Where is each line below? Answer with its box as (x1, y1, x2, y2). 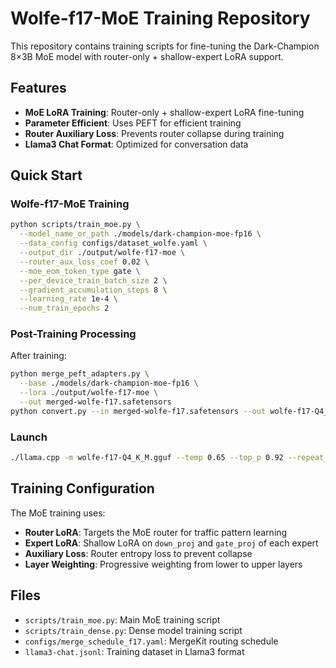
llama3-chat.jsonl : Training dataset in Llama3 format (24, 645, 245, 657)
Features (10, 80, 67, 97)
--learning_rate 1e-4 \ (19, 294, 118, 304)
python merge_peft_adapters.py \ (10, 369, 150, 379)
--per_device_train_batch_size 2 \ (19, 275, 168, 286)
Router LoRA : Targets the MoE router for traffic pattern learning (24, 526, 288, 538)
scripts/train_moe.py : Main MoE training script (24, 613, 221, 626)
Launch (10, 430, 48, 444)
